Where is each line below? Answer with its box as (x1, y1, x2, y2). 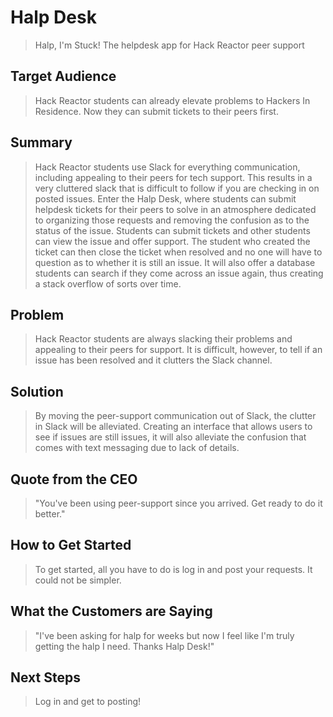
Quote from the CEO (10, 471, 138, 488)
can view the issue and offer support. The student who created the (34, 235, 311, 247)
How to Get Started (10, 537, 132, 554)
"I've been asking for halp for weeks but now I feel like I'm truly (34, 629, 295, 641)
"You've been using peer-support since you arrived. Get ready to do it (34, 497, 323, 509)
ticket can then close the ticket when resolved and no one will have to (34, 246, 323, 258)
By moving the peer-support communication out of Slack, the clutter (34, 410, 317, 422)
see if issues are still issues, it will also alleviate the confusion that (34, 431, 307, 443)
